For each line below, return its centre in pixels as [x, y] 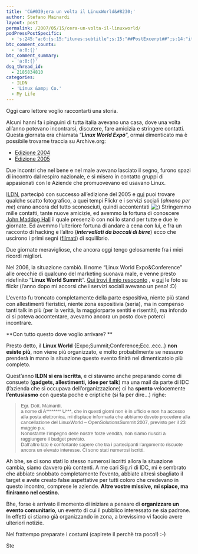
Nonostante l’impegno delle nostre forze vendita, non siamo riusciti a [93, 433]
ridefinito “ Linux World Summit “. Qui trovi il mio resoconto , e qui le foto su [97, 280]
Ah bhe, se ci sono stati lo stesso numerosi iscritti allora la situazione [90, 461]
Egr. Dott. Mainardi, [41, 405]
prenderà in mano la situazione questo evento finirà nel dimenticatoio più [95, 358]
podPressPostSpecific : [34, 34]
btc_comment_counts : [32, 45]
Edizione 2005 [32, 159]
